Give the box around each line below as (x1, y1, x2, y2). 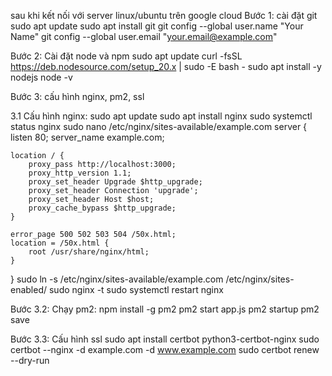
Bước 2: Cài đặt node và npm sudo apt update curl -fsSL (10, 50, 243, 62)
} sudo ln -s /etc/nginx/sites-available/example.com (10, 273, 224, 285)
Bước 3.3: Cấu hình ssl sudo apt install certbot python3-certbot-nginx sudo (10, 333, 320, 345)
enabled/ (10, 284, 48, 295)
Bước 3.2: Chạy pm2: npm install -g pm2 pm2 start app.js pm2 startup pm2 (10, 303, 320, 315)
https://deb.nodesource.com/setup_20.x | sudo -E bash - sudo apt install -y (10, 61, 322, 72)
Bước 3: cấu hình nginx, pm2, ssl (10, 91, 145, 102)
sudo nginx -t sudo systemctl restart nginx (48, 284, 224, 295)
